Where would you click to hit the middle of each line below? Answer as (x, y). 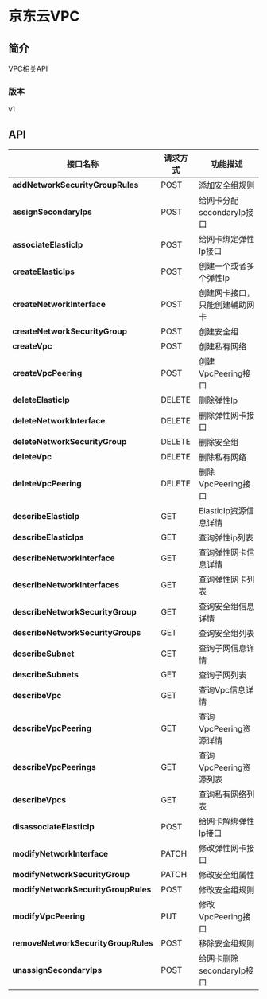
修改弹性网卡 (222, 849)
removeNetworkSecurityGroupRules (83, 943)
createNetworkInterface (59, 305)
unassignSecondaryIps (57, 970)
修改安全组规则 (226, 890)
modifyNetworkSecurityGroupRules (82, 890)
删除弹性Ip (218, 400)
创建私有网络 (222, 347)
